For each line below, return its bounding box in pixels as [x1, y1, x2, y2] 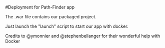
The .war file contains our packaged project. [5, 14, 96, 19]
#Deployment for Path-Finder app [5, 4, 75, 10]
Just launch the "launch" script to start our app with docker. [5, 23, 128, 29]
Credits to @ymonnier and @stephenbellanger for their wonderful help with [5, 33, 160, 39]
